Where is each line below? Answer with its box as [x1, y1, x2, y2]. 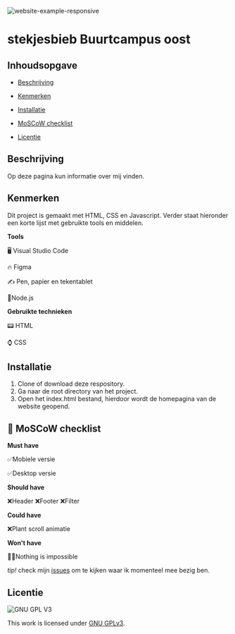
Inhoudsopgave [7, 59, 77, 71]
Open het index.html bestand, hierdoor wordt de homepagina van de [17, 395, 217, 403]
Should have [7, 483, 45, 492]
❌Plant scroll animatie [7, 525, 70, 533]
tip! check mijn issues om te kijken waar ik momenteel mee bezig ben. [7, 566, 210, 575]
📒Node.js [7, 293, 34, 302]
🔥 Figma [7, 262, 32, 271]
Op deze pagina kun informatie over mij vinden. [7, 171, 145, 180]
